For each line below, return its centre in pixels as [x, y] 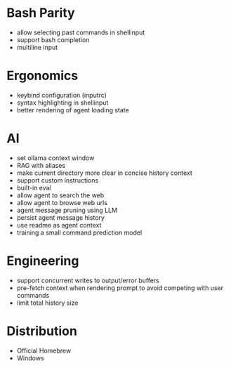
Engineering [43, 261]
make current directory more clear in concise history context [104, 173]
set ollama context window [55, 158]
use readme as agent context [59, 225]
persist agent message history [60, 217]
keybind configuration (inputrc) [61, 95]
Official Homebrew [44, 350]
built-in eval [34, 188]
